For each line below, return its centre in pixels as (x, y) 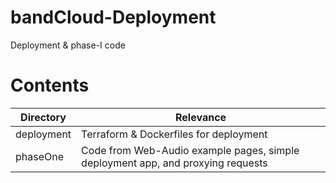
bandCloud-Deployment (113, 17)
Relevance (201, 117)
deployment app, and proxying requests (174, 163)
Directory (43, 117)
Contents (50, 85)
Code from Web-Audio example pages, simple (190, 150)
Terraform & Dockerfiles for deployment (174, 134)
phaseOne (40, 156)
